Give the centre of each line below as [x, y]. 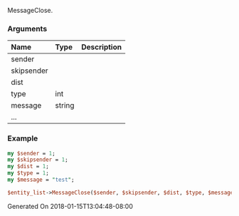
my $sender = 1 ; [31, 153]
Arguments [27, 29]
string [65, 106]
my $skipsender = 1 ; [38, 160]
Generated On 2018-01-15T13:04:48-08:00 [70, 206]
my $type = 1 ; [28, 173]
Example [23, 138]
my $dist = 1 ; [28, 167]
